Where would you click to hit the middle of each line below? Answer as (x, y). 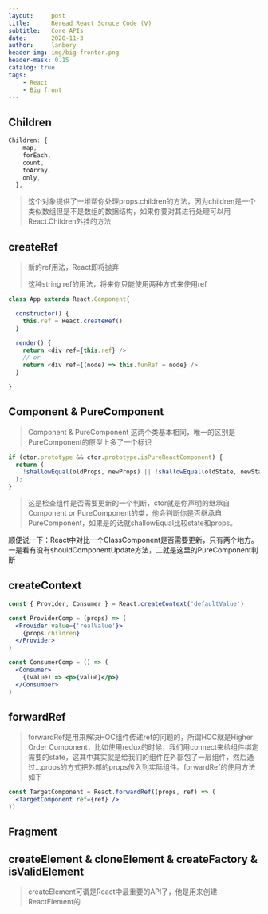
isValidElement (46, 871)
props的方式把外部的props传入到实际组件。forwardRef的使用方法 (148, 767)
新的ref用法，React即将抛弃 (73, 267)
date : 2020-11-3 (46, 38)
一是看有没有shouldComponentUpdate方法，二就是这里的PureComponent (130, 550)
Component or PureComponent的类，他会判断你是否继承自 (125, 513)
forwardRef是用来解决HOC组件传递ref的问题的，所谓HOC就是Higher (140, 737)
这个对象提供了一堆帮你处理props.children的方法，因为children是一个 (142, 201)
